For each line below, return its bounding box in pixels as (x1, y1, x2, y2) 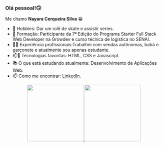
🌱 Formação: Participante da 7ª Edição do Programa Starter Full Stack (12, 31, 156, 37)
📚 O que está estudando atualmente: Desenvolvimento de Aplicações (12, 60, 157, 66)
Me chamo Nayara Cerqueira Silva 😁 (5, 16, 83, 22)
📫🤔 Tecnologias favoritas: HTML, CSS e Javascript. (12, 53, 120, 59)
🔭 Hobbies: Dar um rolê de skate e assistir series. (12, 26, 114, 32)
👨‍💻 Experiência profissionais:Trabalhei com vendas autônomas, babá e (12, 42, 159, 48)
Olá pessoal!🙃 (5, 5, 41, 12)
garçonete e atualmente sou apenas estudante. (12, 47, 110, 53)
